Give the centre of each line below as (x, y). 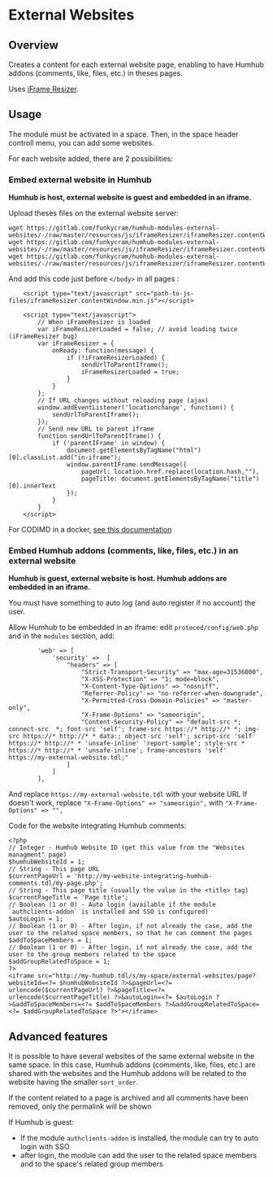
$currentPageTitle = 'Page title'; (69, 898)
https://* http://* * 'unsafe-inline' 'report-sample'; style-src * (127, 744)
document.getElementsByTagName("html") (134, 451)
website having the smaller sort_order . (74, 1082)
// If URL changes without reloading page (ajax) (123, 400)
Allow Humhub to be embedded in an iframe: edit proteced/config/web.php (133, 628)
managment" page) (38, 855)
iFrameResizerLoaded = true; (130, 372)
